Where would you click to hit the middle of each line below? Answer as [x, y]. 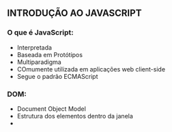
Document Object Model [52, 109]
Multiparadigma [39, 62]
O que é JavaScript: [40, 33]
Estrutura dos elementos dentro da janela [75, 116]
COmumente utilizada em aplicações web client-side [91, 69]
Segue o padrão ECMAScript [57, 76]
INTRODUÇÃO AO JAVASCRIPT [74, 13]
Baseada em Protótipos [50, 54]
